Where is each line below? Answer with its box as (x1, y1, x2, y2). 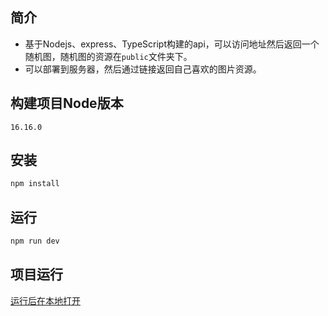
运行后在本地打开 (10, 294, 81, 307)
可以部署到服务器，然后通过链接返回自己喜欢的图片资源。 (24, 63, 262, 75)
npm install (10, 179, 60, 189)
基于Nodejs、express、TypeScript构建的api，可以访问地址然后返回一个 (24, 38, 320, 50)
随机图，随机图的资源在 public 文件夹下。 (24, 50, 193, 62)
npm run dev (10, 236, 60, 247)
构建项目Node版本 (10, 95, 124, 112)
